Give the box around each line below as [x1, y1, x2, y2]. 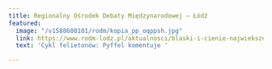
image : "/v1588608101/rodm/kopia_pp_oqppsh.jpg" [15, 26, 183, 34]
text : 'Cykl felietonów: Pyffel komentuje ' [15, 42, 168, 50]
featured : [8, 19, 42, 27]
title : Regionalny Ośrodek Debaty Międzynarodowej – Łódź [8, 11, 208, 20]
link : [15, 34, 35, 43]
